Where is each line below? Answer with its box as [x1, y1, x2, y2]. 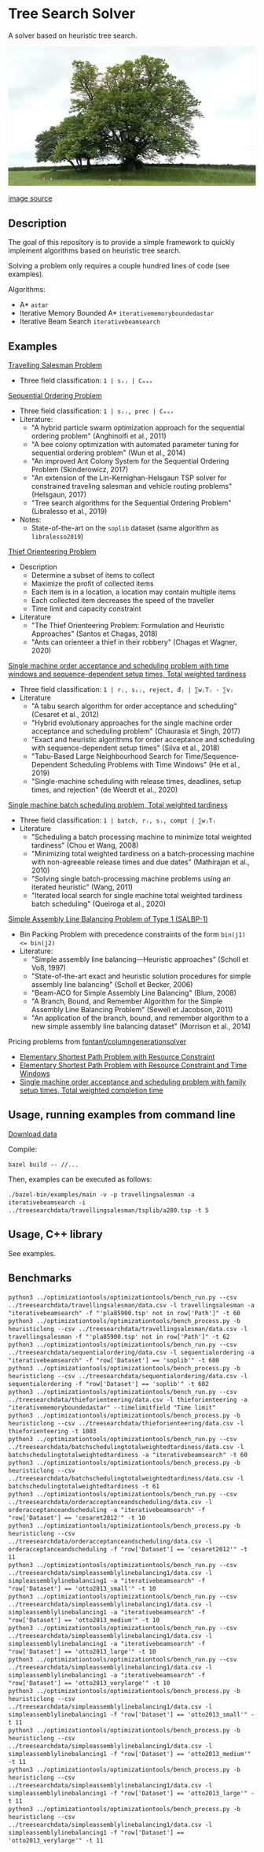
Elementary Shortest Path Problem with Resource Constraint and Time [19, 1060, 247, 1070]
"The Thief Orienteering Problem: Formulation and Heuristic [31, 621, 225, 630]
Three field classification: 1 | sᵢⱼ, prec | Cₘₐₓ [19, 406, 174, 416]
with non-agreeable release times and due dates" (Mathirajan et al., [31, 857, 250, 867]
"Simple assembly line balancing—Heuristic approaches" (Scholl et [31, 955, 249, 964]
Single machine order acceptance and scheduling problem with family [19, 1078, 247, 1087]
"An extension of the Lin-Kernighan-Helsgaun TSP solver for [31, 473, 227, 482]
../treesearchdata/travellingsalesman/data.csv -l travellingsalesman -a [8, 1301, 255, 1309]
